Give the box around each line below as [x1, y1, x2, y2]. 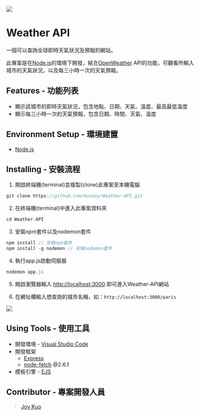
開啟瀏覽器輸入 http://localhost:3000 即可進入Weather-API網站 [14, 280, 170, 287]
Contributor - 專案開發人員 [6, 387, 106, 397]
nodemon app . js [6, 269, 44, 275]
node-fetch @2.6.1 [23, 361, 69, 368]
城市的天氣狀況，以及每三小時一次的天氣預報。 [6, 66, 121, 74]
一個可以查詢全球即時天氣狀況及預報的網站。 [6, 46, 116, 54]
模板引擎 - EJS [14, 368, 51, 375]
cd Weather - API [6, 216, 44, 223]
